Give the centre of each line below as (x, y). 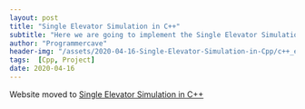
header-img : (32, 52)
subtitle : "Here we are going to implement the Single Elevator (133, 35)
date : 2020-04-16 (42, 69)
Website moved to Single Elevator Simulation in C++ (107, 94)
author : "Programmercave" (58, 43)
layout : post (34, 18)
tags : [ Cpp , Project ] (52, 60)
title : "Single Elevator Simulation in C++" (95, 26)
